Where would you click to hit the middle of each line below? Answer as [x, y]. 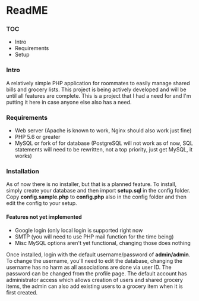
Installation [23, 171]
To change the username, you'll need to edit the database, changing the [94, 260]
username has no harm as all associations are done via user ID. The [89, 267]
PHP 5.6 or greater [37, 137]
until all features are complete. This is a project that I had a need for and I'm [99, 95]
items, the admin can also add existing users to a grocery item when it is [94, 286]
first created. [22, 292]
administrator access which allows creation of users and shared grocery [94, 280]
